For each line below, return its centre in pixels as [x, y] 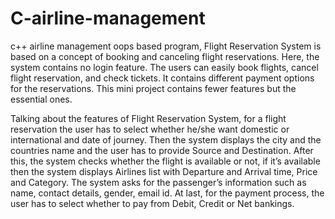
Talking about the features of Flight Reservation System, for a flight [148, 118]
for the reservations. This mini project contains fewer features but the [153, 88]
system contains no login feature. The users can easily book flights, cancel [164, 67]
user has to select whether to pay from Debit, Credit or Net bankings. [152, 203]
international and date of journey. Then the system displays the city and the [166, 139]
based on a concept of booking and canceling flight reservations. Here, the [165, 56]
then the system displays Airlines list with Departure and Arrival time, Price [164, 171]
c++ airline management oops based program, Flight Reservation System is [166, 46]
